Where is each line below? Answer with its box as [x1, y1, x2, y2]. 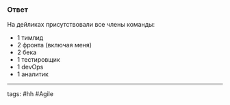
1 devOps [16, 63, 44, 71]
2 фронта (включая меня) [16, 41, 92, 49]
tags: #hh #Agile [7, 90, 53, 98]
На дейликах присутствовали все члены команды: [7, 21, 155, 29]
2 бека [16, 48, 37, 56]
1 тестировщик [16, 56, 60, 64]
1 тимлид [16, 34, 44, 42]
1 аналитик [16, 70, 49, 78]
